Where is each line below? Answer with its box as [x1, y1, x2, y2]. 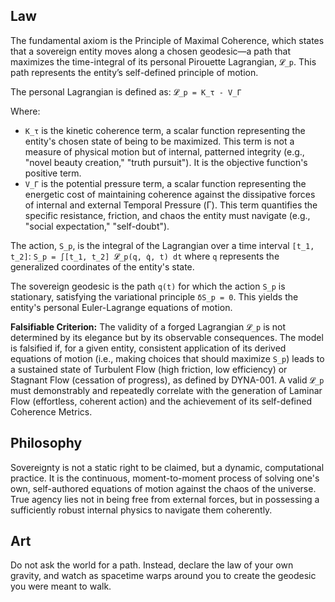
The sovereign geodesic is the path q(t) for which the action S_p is [10, 280, 286, 292]
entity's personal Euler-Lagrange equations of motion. [10, 301, 233, 313]
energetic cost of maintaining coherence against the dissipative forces [24, 188, 316, 200]
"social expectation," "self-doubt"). [24, 220, 170, 232]
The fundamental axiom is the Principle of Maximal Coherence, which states [10, 34, 325, 46]
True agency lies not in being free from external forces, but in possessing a [10, 493, 320, 505]
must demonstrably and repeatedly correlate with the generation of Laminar [10, 384, 323, 396]
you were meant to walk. [10, 580, 112, 593]
